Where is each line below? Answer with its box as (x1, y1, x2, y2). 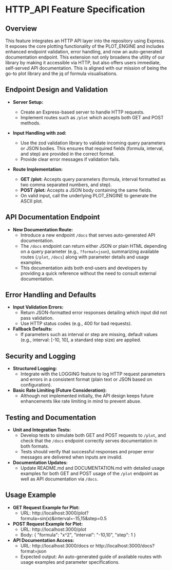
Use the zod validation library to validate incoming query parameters (20, 140, 166, 146)
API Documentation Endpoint (5, 213, 100, 222)
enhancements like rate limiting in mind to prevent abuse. (20, 398, 142, 404)
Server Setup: (12, 99, 44, 105)
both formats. (20, 443, 50, 449)
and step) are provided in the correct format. (20, 151, 115, 157)
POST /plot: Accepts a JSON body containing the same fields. (20, 187, 152, 193)
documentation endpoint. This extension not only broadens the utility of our (5, 54, 165, 60)
